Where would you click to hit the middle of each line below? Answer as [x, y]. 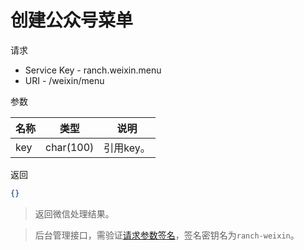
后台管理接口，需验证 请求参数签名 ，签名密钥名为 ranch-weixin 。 [167, 235]
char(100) [70, 147]
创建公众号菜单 [72, 20]
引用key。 [127, 148]
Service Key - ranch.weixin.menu [93, 70]
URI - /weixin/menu [64, 80]
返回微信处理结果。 [74, 213]
